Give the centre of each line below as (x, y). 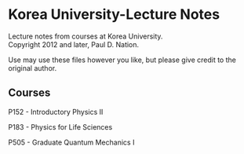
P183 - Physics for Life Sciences (60, 126)
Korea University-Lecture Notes (114, 15)
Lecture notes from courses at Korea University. (86, 36)
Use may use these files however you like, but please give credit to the (122, 60)
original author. (33, 68)
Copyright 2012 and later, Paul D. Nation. (74, 44)
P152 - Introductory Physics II (56, 112)
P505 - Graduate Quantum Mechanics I (71, 142)
